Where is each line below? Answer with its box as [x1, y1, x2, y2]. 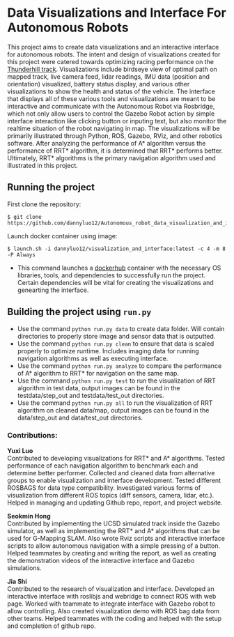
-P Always [7, 251, 36, 259]
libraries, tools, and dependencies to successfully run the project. [17, 270, 206, 279]
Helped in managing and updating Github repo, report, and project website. [7, 498, 223, 507]
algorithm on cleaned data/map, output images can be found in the [17, 406, 210, 414]
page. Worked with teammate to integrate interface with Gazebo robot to [7, 599, 216, 608]
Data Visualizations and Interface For [7, 5, 226, 21]
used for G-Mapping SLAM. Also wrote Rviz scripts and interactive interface [7, 534, 225, 542]
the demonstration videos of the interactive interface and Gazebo [7, 556, 195, 565]
